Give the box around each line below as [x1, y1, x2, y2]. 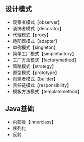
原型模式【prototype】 [12, 69, 60, 76]
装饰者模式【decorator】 [12, 25, 64, 31]
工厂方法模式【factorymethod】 [12, 57, 79, 63]
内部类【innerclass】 [12, 119, 56, 125]
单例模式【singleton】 [12, 44, 59, 50]
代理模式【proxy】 [12, 32, 51, 38]
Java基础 [5, 105, 34, 113]
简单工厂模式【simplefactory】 [12, 50, 76, 56]
